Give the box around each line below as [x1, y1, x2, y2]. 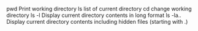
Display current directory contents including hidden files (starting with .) [6, 18, 188, 25]
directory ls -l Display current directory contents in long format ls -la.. [6, 12, 182, 19]
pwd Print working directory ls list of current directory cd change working [6, 5, 192, 12]
